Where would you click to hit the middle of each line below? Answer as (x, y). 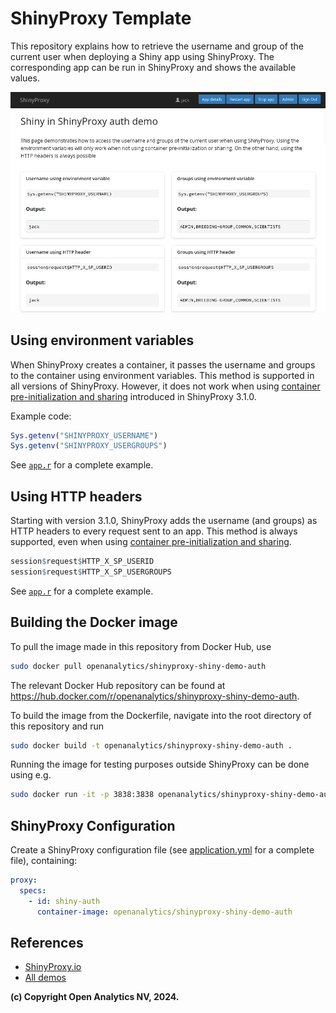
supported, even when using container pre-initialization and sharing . (151, 542)
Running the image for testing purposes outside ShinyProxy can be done (160, 764)
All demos (45, 978)
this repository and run (57, 726)
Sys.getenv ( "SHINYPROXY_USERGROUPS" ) (89, 446)
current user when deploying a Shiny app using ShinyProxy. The (142, 56)
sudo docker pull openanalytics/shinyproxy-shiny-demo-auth (138, 666)
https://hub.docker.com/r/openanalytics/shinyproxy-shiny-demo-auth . (155, 696)
